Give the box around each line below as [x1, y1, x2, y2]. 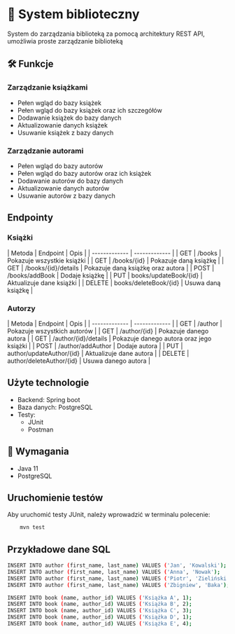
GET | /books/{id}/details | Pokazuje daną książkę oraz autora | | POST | [7, 263, 215, 272]
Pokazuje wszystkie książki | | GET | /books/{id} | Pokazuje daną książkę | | [7, 256, 225, 265]
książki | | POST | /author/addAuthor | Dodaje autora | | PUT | [7, 341, 183, 350]
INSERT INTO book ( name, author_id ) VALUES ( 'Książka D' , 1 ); [7, 614, 192, 621]
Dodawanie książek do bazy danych [17, 113, 122, 122]
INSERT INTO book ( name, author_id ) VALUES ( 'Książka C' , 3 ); [7, 607, 192, 614]
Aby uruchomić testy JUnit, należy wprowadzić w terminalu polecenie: [7, 511, 211, 519]
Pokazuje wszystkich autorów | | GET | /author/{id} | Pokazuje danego [7, 326, 209, 335]
